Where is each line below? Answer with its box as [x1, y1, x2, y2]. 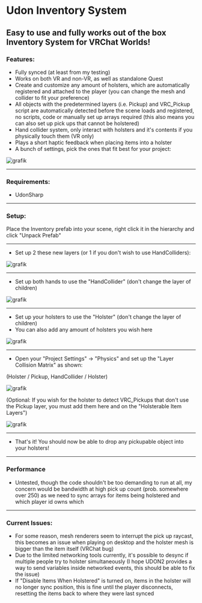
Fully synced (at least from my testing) [14, 69, 111, 76]
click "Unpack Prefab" [6, 232, 61, 239]
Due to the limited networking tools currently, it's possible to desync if [14, 551, 189, 559]
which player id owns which [14, 498, 84, 505]
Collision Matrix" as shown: [14, 361, 83, 369]
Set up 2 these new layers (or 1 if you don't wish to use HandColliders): [14, 249, 191, 256]
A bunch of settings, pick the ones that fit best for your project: [14, 145, 171, 152]
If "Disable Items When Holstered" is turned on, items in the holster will [14, 577, 191, 584]
